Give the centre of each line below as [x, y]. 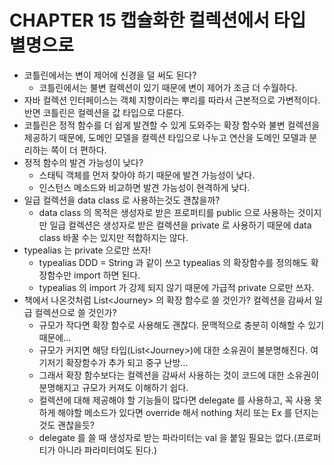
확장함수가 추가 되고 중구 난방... [127, 362]
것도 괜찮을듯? [66, 425]
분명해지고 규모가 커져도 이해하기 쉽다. [113, 387]
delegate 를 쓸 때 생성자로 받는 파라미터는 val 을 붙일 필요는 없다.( [167, 437]
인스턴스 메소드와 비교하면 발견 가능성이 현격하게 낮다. [144, 187]
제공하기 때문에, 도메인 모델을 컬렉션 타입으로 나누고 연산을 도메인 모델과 [165, 137]
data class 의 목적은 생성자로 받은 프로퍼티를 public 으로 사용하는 [167, 212]
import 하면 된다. [107, 275]
